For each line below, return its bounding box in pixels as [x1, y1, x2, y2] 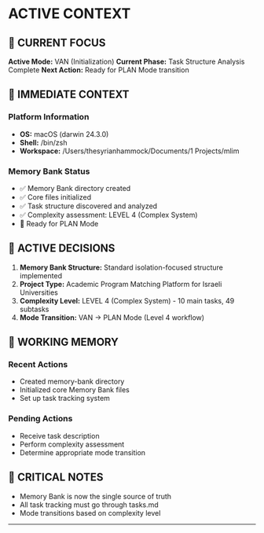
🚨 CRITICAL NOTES [8, 471, 104, 484]
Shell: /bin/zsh [19, 138, 68, 147]
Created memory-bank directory [19, 377, 125, 386]
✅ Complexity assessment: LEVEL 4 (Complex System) [19, 210, 198, 219]
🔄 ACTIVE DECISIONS [8, 241, 115, 255]
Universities [19, 288, 59, 297]
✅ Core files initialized [19, 192, 92, 201]
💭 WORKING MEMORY [8, 336, 119, 349]
